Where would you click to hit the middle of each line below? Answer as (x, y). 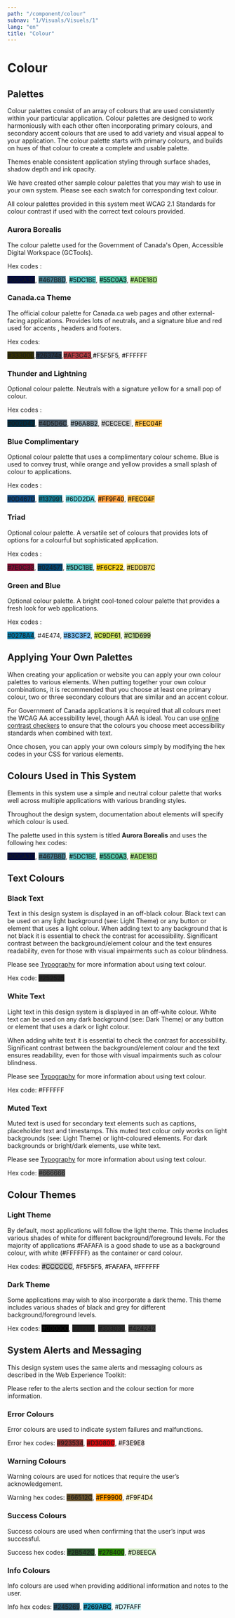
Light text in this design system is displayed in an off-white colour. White (112, 1012)
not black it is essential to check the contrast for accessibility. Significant (113, 936)
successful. (24, 1539)
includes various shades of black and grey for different (87, 1307)
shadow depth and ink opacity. (52, 169)
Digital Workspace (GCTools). (50, 252)
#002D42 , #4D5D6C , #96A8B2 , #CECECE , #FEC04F (85, 424)
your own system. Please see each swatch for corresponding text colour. (113, 190)
